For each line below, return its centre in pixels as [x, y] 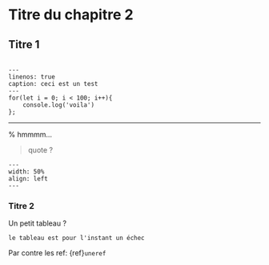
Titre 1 [24, 45]
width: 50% [26, 172]
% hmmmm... [30, 135]
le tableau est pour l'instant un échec [77, 238]
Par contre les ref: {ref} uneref [57, 253]
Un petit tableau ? [37, 223]
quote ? [40, 150]
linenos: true [32, 77]
